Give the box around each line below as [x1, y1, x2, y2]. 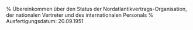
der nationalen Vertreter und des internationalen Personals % [6, 12, 154, 18]
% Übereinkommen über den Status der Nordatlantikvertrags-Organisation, [6, 6, 187, 12]
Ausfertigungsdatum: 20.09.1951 [6, 18, 84, 24]
